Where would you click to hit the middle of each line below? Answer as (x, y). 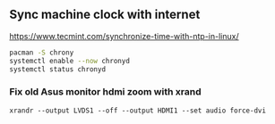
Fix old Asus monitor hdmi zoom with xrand (105, 92)
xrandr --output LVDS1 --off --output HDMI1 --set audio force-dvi (138, 111)
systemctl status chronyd (57, 69)
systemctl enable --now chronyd (69, 61)
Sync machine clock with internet (105, 15)
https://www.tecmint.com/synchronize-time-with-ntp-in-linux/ (124, 36)
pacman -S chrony (42, 53)
